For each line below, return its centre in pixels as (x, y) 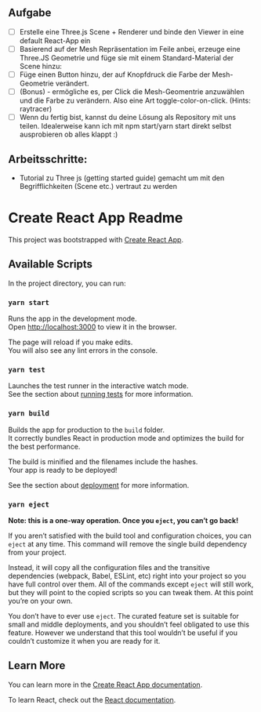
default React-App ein (55, 40)
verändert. (72, 83)
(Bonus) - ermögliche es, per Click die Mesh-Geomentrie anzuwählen (132, 92)
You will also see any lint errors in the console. (83, 350)
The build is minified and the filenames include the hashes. (103, 461)
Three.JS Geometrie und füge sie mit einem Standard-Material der (127, 57)
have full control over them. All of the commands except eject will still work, (131, 584)
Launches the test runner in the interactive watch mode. (99, 386)
